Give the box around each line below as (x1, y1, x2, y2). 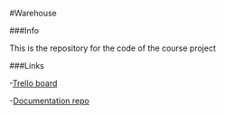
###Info (9, 25, 39, 35)
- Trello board (9, 78, 58, 89)
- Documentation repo (9, 95, 90, 106)
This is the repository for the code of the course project (9, 43, 217, 53)
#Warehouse (9, 8, 57, 18)
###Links (9, 61, 45, 71)
